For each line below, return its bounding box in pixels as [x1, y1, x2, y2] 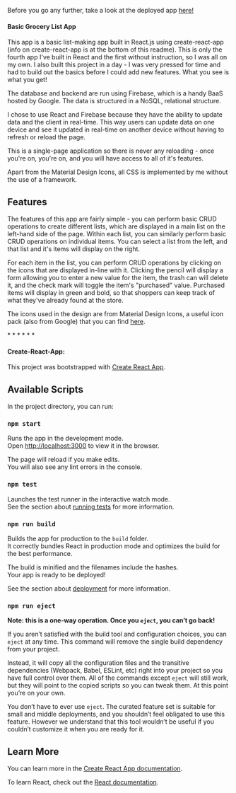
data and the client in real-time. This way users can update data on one [7, 118, 215, 127]
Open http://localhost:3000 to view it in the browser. [7, 441, 160, 450]
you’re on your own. [7, 689, 66, 698]
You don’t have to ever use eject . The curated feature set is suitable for [7, 702, 216, 711]
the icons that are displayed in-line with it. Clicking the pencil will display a [7, 266, 224, 274]
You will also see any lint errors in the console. [7, 463, 143, 471]
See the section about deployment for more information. [7, 584, 171, 593]
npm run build [7, 520, 56, 528]
